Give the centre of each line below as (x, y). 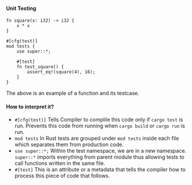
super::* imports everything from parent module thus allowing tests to (100, 157)
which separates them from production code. (69, 144)
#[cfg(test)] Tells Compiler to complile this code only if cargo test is (99, 120)
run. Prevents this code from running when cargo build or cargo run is (100, 126)
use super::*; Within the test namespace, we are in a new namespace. (100, 151)
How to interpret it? (30, 106)
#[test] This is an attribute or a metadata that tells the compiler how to (100, 170)
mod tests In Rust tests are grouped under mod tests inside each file (97, 139)
